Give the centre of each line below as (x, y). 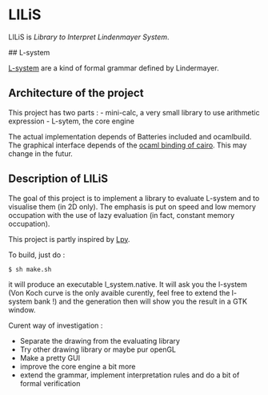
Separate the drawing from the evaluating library (100, 341)
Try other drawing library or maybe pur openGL (98, 349)
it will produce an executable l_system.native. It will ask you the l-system (128, 284)
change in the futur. (41, 153)
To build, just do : (37, 255)
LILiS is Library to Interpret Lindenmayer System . (89, 37)
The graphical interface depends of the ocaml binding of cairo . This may (128, 145)
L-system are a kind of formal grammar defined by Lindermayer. (114, 68)
